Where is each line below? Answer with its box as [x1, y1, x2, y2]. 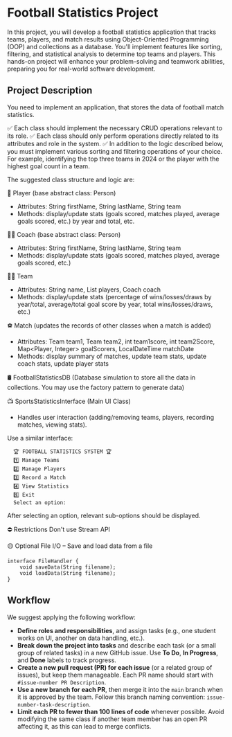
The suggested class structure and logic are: [7, 175, 135, 184]
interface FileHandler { [7, 558, 79, 565]
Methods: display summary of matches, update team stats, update [17, 352, 207, 360]
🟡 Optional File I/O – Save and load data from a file [7, 542, 153, 550]
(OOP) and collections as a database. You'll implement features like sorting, [7, 42, 223, 51]
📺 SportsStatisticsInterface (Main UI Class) [7, 397, 132, 405]
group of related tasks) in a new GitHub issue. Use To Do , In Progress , [17, 648, 218, 657]
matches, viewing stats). [17, 420, 87, 429]
